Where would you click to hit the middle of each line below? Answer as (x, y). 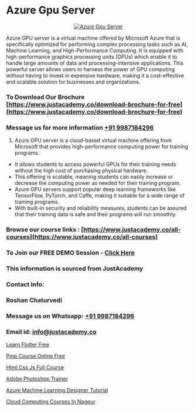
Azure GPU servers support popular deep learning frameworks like (95, 190)
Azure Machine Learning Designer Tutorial (57, 390)
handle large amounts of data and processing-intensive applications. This (95, 63)
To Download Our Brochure (45, 97)
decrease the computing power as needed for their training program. (98, 183)
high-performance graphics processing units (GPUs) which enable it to (92, 57)
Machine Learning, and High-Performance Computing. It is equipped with (95, 50)
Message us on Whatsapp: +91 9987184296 (70, 316)
